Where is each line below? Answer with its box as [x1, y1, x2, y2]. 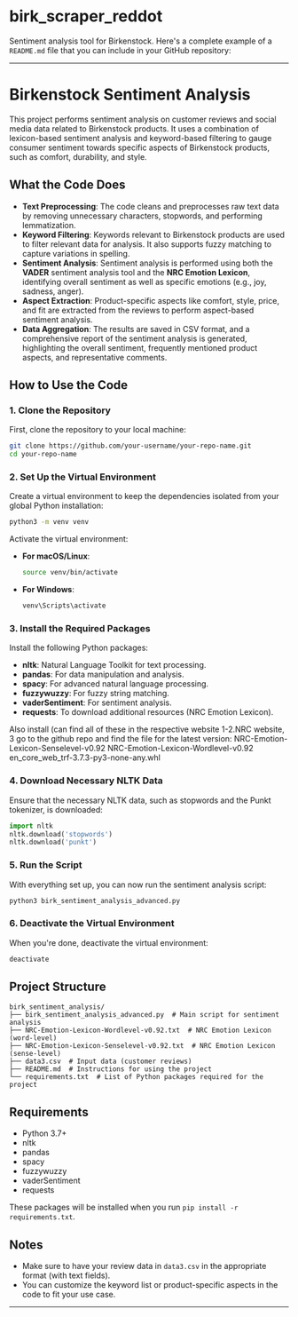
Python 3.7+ [21, 1128, 67, 1138]
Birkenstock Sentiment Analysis [9, 84, 251, 105]
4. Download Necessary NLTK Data [9, 774, 164, 787]
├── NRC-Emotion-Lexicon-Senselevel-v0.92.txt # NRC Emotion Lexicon [9, 1042, 276, 1051]
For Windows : [21, 584, 75, 595]
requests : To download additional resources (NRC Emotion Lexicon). [21, 707, 274, 718]
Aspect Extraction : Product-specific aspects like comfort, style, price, [21, 295, 279, 305]
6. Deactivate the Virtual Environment [9, 917, 175, 930]
